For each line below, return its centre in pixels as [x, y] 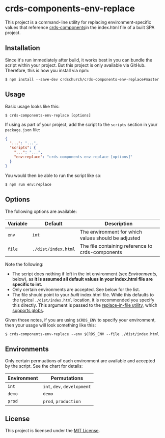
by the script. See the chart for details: [44, 366]
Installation [23, 48]
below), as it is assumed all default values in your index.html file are [82, 279]
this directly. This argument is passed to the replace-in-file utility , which [85, 305]
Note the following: [24, 264]
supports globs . [28, 310]
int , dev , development [67, 386]
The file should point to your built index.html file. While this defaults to [83, 294]
